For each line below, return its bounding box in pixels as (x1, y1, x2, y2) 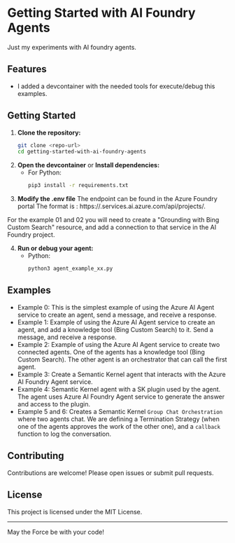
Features (7, 63, 47, 75)
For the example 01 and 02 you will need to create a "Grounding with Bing (7, 216, 220, 224)
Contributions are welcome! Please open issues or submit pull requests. (7, 468, 214, 477)
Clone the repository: (17, 128, 81, 137)
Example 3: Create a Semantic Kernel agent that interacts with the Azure (17, 370, 226, 378)
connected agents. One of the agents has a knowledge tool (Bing (17, 348, 205, 356)
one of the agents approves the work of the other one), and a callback (17, 422, 221, 430)
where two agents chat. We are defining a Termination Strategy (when (17, 415, 220, 423)
